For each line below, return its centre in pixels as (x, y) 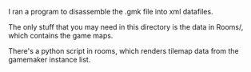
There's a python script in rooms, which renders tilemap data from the (124, 51)
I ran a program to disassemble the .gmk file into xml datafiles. (111, 12)
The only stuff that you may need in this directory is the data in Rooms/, (126, 27)
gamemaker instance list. (50, 60)
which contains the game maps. (61, 36)
